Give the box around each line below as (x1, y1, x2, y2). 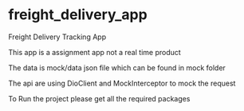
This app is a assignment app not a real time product (8, 47, 181, 57)
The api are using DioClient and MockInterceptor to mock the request (8, 78, 236, 88)
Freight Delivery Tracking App (8, 32, 106, 42)
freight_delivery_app (8, 6, 148, 24)
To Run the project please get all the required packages (8, 93, 191, 103)
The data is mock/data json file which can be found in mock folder (8, 62, 226, 73)
